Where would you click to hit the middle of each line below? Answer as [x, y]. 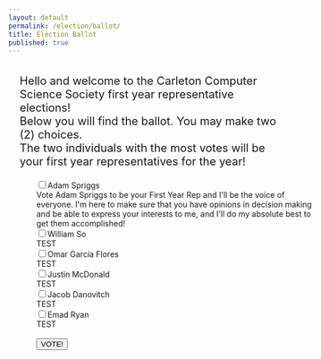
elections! [46, 108]
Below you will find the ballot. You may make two [148, 121]
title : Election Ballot [53, 34]
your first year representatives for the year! [133, 162]
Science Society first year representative [127, 94]
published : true [38, 43]
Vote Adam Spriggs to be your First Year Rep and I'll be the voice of [160, 195]
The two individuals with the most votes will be [143, 148]
